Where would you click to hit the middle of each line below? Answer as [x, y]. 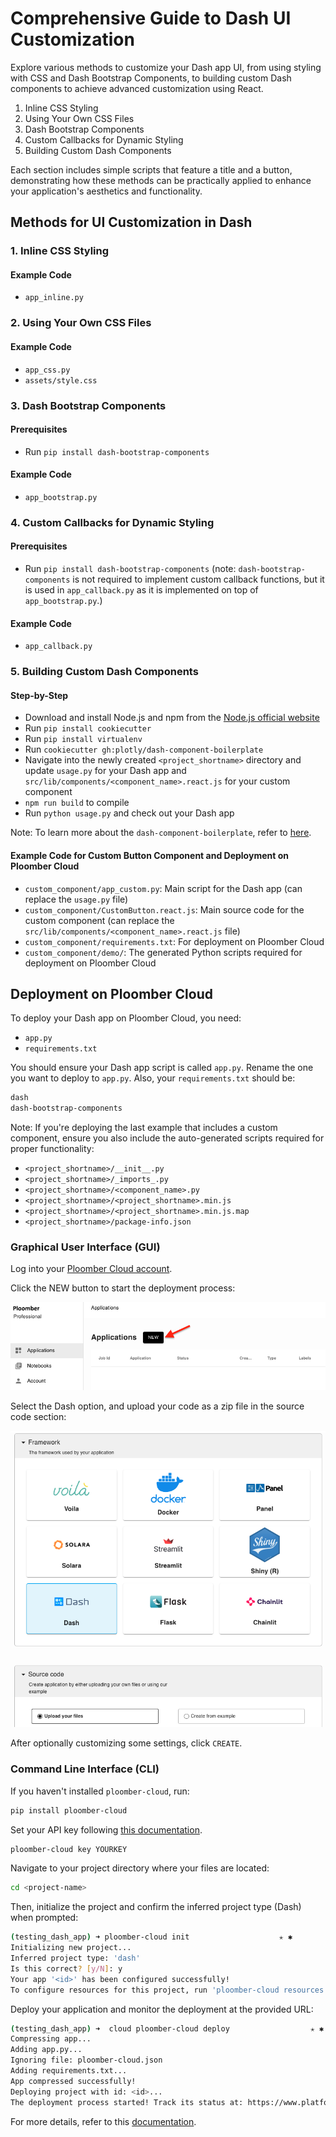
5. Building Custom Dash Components [104, 672]
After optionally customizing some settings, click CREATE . [126, 1743]
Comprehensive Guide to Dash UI [151, 18]
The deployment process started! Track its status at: [127, 2102]
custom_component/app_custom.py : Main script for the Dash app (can [163, 888]
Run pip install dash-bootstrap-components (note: [130, 569]
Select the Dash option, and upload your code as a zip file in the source [157, 1406]
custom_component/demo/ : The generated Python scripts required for [163, 952]
